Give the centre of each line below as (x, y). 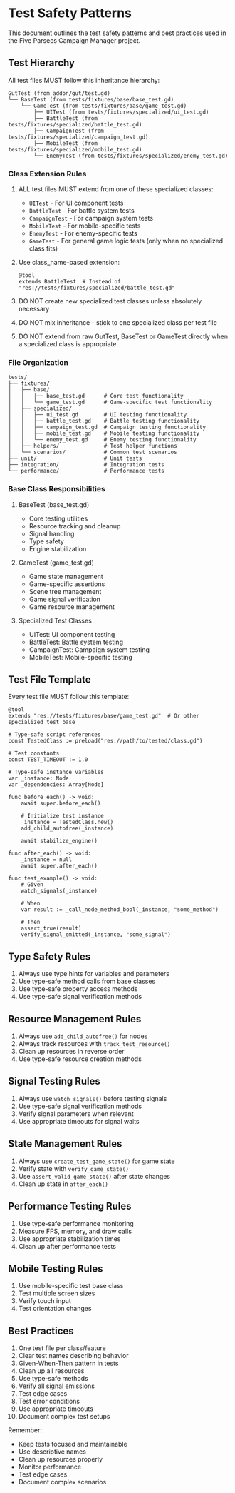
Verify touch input (45, 1301)
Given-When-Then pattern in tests (68, 1363)
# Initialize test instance (62, 816)
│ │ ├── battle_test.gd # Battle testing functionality (104, 421)
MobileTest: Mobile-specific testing (80, 657)
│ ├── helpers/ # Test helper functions (93, 446)
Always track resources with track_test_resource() (94, 1044)
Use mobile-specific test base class (71, 1286)
